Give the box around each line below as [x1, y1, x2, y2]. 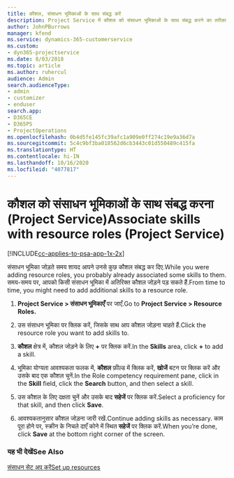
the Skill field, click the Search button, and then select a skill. [17, 379, 194, 387]
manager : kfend [7, 29, 52, 37]
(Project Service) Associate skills [7, 211, 201, 227]
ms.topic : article [7, 62, 61, 69]
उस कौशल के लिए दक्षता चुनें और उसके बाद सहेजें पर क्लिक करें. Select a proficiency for [17, 392, 226, 401]
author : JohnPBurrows [7, 23, 71, 30]
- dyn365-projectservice [7, 50, 80, 57]
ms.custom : [7, 43, 39, 50]
